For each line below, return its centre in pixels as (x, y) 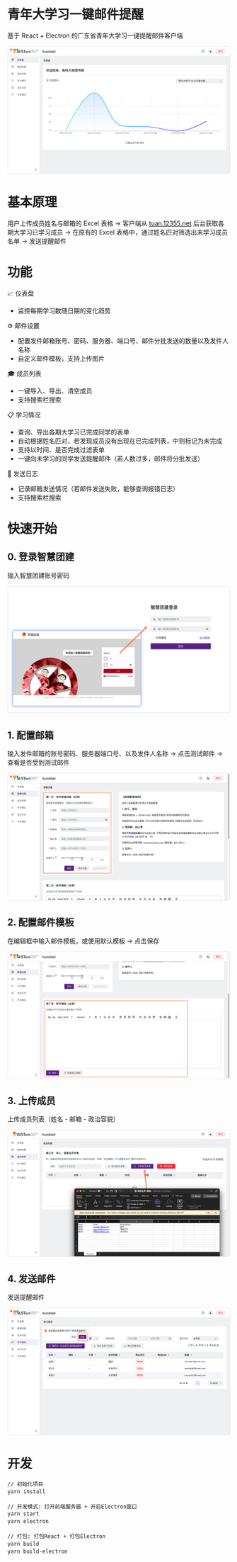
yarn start (23, 1514)
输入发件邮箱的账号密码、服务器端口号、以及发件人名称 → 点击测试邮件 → (115, 753)
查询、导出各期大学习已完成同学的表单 (73, 432)
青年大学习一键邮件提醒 (76, 15)
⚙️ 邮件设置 (24, 325)
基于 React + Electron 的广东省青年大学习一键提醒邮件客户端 (95, 35)
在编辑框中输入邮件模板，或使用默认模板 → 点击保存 (83, 940)
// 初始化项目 (25, 1484)
